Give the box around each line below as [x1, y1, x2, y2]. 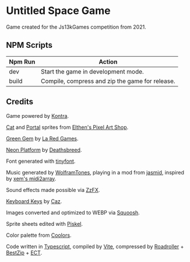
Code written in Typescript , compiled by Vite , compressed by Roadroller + [6, 243, 184, 250]
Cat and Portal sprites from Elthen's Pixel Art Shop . [6, 124, 129, 131]
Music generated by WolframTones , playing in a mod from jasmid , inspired [6, 169, 185, 176]
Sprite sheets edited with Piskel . [6, 220, 83, 227]
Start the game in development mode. [40, 67, 144, 75]
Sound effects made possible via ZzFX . [6, 186, 100, 193]
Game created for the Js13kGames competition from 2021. [6, 23, 147, 30]
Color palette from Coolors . [6, 232, 72, 239]
